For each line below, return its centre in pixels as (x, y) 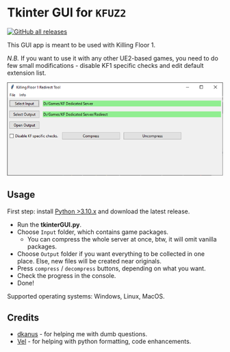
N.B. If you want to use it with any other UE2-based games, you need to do (113, 58)
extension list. (27, 73)
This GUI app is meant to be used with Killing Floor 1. (81, 45)
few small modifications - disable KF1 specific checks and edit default (105, 65)
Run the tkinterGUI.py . (49, 224)
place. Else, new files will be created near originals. (89, 261)
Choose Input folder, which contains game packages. (93, 232)
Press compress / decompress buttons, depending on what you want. (111, 268)
